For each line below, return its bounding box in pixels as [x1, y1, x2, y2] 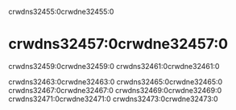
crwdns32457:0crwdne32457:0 [8, 35, 228, 53]
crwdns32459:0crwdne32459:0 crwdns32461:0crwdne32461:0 [8, 61, 220, 71]
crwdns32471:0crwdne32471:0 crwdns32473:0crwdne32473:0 [8, 94, 219, 104]
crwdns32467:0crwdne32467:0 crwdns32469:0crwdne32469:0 [8, 85, 222, 95]
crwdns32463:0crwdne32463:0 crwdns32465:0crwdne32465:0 [8, 76, 223, 87]
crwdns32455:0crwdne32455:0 [8, 7, 114, 16]
